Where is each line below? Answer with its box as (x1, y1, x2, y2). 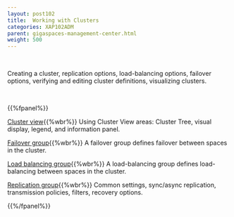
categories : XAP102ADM (7, 23, 74, 30)
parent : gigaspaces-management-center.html (7, 29, 137, 37)
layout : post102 (7, 10, 55, 18)
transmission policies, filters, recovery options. (7, 188, 143, 197)
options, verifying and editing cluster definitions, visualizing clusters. (7, 77, 207, 85)
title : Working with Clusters (7, 17, 99, 24)
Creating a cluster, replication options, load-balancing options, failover (7, 70, 211, 78)
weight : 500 (7, 37, 42, 44)
